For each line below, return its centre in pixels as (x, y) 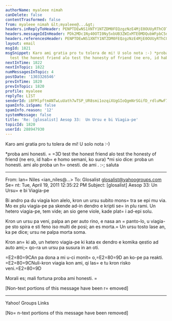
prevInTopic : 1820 (25, 86)
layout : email (20, 44)
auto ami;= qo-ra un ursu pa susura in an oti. (52, 247)
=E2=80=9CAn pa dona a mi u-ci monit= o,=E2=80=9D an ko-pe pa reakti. (84, 257)
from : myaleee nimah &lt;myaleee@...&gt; (50, 24)
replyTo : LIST (20, 96)
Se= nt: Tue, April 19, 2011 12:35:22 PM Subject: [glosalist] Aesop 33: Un (81, 185)
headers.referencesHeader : (34, 39)
